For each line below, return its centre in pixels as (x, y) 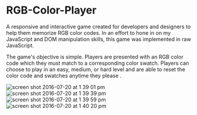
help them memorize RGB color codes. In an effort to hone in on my (88, 32)
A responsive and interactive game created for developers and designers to (99, 27)
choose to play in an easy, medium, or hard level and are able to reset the (96, 69)
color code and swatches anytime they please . (64, 75)
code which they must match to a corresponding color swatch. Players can (98, 63)
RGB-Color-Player (51, 10)
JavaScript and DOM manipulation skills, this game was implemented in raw (99, 39)
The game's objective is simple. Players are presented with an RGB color (95, 57)
